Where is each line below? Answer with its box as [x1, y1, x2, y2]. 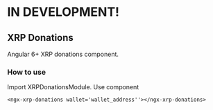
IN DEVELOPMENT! [7, 4, 120, 20]
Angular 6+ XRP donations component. [7, 50, 119, 58]
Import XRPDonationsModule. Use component [7, 83, 139, 91]
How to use [7, 67, 46, 77]
